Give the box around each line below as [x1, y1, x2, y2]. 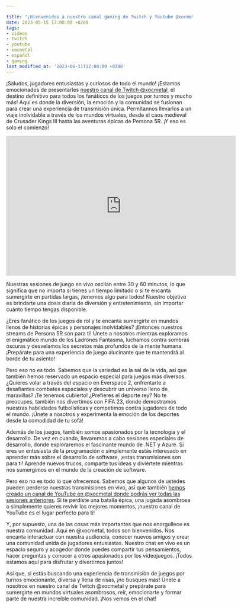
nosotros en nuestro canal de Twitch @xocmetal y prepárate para [6, 582, 166, 590]
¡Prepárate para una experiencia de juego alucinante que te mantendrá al [6, 348, 184, 356]
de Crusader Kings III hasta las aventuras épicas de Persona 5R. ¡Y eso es [6, 117, 187, 124]
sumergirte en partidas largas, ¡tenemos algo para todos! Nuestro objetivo [6, 293, 187, 300]
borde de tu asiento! [6, 355, 56, 362]
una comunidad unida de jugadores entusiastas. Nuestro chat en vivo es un [6, 539, 191, 546]
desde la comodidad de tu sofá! [6, 417, 84, 424]
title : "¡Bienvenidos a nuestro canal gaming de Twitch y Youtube [6, 14, 173, 20]
